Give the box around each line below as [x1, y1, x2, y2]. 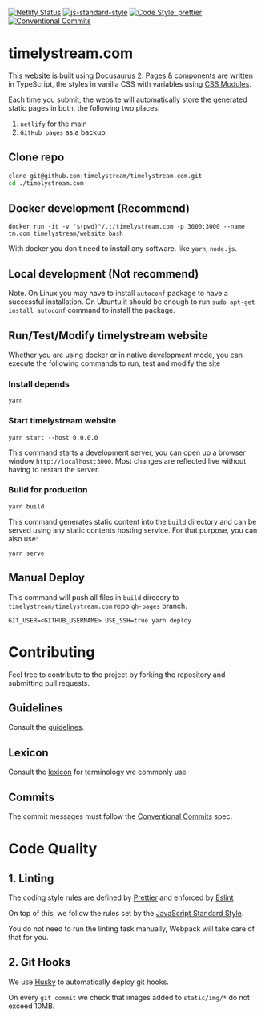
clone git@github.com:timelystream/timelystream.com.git [8, 172, 203, 180]
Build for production [8, 484, 88, 496]
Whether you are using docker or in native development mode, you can [8, 350, 243, 359]
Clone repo [8, 151, 65, 164]
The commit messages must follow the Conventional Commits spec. [8, 812, 233, 821]
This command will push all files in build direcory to [8, 592, 179, 602]
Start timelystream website [8, 415, 117, 427]
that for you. [8, 933, 49, 942]
